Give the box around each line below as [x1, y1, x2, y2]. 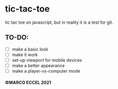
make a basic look [12, 46, 48, 52]
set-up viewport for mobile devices [12, 57, 82, 63]
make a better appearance [12, 62, 65, 68]
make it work [12, 52, 38, 58]
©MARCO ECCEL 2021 [5, 79, 52, 85]
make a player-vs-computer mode [12, 68, 81, 74]
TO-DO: [5, 33, 29, 42]
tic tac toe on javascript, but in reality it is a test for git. [5, 19, 114, 25]
